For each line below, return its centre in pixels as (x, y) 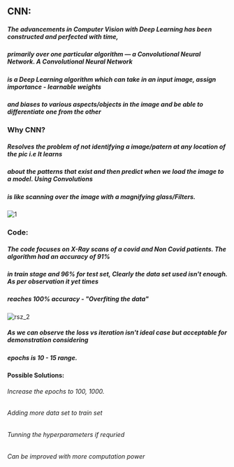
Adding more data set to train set (55, 413)
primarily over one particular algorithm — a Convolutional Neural (104, 54)
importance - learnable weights (54, 87)
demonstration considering (48, 340)
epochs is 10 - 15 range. (43, 357)
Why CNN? (26, 130)
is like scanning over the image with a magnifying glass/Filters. (101, 197)
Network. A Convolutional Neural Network (70, 61)
